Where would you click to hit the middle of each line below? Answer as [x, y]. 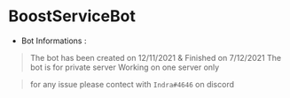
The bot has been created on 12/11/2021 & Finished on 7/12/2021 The [155, 57]
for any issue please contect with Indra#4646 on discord [132, 84]
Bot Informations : [54, 41]
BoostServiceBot [72, 16]
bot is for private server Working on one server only [125, 67]
